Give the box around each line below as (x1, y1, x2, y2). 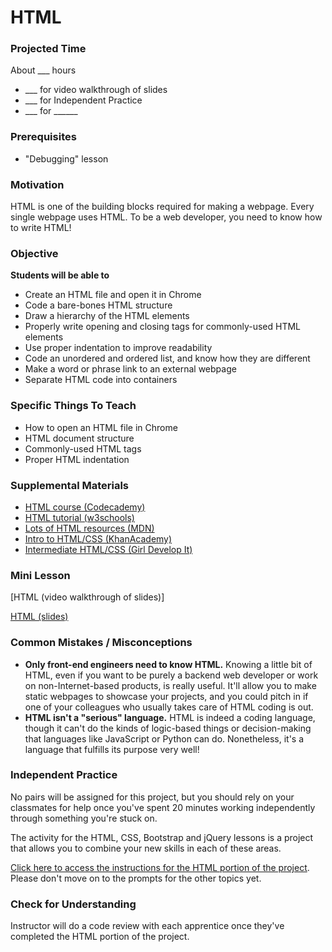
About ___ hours (10, 64, 77, 76)
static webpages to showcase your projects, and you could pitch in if (24, 690, 309, 702)
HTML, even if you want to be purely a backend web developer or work (24, 669, 319, 681)
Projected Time (10, 42, 87, 56)
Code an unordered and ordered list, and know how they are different (24, 352, 311, 365)
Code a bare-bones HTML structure (24, 299, 173, 311)
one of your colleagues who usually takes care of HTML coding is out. (24, 701, 314, 713)
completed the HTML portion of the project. (10, 931, 190, 943)
